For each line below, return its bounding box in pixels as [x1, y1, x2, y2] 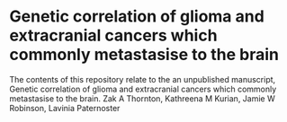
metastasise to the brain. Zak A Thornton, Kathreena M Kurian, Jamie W [9, 92, 276, 104]
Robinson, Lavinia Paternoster [9, 102, 121, 113]
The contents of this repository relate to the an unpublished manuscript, [9, 74, 276, 84]
